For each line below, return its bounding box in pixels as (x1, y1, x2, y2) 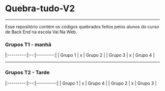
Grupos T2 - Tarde (5, 69, 50, 76)
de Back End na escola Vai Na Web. (5, 29, 78, 35)
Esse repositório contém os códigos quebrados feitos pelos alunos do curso (5, 23, 160, 29)
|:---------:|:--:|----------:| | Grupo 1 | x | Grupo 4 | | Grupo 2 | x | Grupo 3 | (5, 80, 157, 86)
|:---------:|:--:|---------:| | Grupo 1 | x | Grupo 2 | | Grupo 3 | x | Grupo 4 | (5, 52, 155, 58)
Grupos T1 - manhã (5, 41, 52, 48)
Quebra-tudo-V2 (5, 3, 75, 14)
